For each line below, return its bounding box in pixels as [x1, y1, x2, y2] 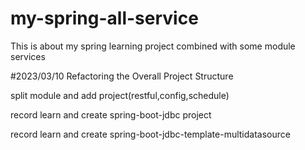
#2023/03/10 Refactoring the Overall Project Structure [10, 70, 234, 82]
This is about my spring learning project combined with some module [10, 40, 296, 52]
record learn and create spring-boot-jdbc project [10, 108, 212, 121]
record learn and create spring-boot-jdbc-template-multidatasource [10, 128, 291, 140]
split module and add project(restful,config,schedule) [10, 89, 230, 101]
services [10, 50, 46, 62]
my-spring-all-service [10, 7, 199, 30]
